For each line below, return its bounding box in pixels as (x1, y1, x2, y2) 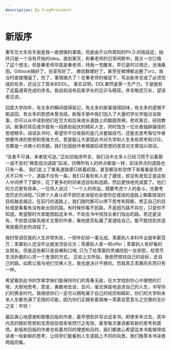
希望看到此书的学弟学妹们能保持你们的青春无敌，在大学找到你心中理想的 (5, 277, 157, 283)
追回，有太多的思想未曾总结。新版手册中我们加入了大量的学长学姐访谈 (9, 111, 157, 117)
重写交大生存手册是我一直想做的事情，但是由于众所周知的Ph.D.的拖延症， (5, 49, 159, 55)
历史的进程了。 (18, 223, 50, 230)
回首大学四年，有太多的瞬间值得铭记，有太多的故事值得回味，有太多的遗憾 (5, 104, 161, 110)
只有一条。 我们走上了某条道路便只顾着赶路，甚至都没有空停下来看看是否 (5, 166, 158, 172)
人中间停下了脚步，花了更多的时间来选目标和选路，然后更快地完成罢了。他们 (5, 179, 166, 185)
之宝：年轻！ (5, 303, 32, 309)
